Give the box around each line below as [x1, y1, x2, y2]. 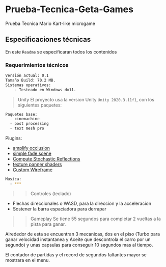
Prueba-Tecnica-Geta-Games [5, 4, 134, 15]
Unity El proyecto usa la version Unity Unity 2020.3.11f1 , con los [17, 96, 154, 102]
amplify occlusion [12, 145, 50, 151]
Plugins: [5, 135, 22, 141]
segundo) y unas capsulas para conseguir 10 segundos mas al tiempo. [5, 242, 153, 248]
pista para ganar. [30, 221, 66, 227]
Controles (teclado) [30, 190, 71, 197]
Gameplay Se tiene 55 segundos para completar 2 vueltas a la [30, 216, 161, 222]
